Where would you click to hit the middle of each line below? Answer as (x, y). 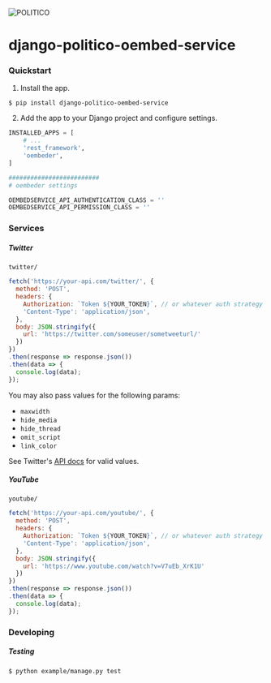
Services (26, 229)
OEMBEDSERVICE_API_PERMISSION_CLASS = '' (80, 208)
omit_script (40, 437)
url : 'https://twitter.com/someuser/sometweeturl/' (112, 334)
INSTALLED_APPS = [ (41, 133)
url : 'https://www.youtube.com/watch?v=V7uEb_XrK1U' (114, 566)
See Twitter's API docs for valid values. (74, 461)
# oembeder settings (43, 185)
